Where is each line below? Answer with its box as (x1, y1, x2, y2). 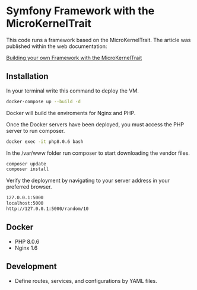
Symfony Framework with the (6, 4, 155, 18)
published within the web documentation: (6, 43, 107, 50)
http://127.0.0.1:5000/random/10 (6, 206, 89, 212)
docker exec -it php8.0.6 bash (6, 138, 84, 145)
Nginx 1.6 (14, 244, 38, 251)
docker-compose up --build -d (6, 98, 81, 104)
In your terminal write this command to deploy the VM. (6, 87, 139, 94)
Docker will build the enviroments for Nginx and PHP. (6, 109, 136, 116)
